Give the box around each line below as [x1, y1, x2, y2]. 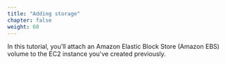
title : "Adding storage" [7, 10, 81, 17]
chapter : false [7, 17, 52, 24]
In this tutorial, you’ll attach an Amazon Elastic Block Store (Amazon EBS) [7, 43, 220, 51]
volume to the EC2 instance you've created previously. [7, 50, 166, 58]
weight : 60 [7, 23, 40, 30]
